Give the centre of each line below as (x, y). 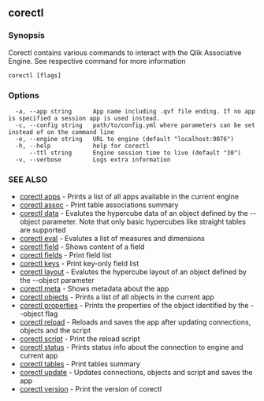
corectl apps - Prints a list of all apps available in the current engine (129, 197)
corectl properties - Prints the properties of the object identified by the (134, 306)
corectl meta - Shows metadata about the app (94, 289)
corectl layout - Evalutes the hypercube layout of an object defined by (133, 272)
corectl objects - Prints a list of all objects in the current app (117, 297)
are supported (43, 230)
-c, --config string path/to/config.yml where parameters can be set (136, 125)
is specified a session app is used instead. (84, 118)
